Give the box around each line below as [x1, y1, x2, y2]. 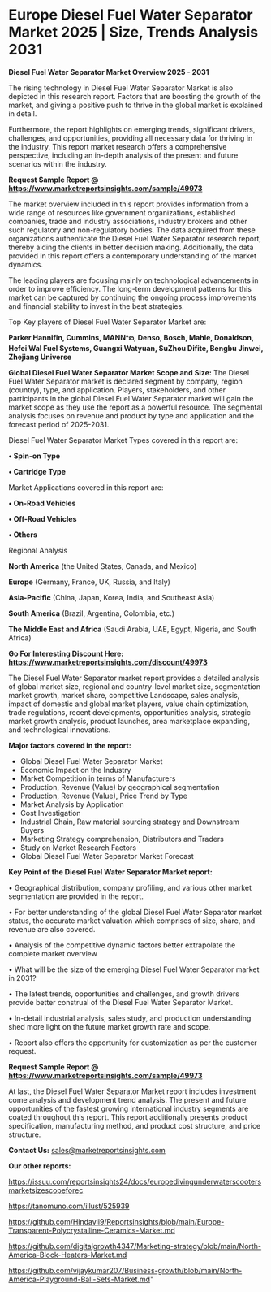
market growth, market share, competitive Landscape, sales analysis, [8, 690, 240, 700]
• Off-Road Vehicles [8, 514, 77, 523]
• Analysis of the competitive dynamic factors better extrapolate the [8, 940, 236, 950]
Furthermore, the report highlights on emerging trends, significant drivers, [8, 124, 256, 134]
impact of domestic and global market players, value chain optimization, [8, 699, 249, 709]
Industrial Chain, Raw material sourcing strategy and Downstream [19, 817, 239, 826]
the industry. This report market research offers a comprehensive [8, 141, 227, 151]
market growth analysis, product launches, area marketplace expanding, [8, 716, 250, 726]
